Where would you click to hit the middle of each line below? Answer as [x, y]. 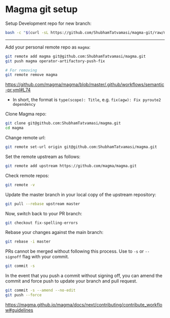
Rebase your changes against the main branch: [54, 232]
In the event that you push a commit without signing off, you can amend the [84, 276]
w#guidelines [19, 310]
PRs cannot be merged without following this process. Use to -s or [75, 251]
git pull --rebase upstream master [43, 204]
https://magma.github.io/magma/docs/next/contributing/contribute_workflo [84, 304]
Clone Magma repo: [26, 114]
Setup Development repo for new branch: [49, 23]
